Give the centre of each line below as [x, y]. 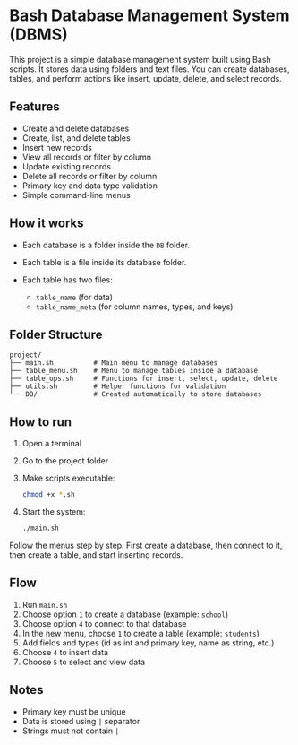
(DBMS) [39, 35]
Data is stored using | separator [81, 721]
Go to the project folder [65, 461]
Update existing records [67, 166]
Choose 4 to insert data [65, 652]
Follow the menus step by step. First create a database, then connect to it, [146, 545]
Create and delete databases [76, 128]
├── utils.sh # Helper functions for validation [118, 386]
